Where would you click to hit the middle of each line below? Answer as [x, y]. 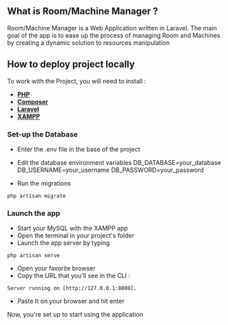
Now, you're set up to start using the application [75, 315]
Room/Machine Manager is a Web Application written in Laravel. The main [112, 28]
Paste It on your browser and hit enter [71, 301]
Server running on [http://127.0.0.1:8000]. [72, 288]
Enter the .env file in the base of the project [79, 149]
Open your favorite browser [56, 268]
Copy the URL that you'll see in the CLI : [74, 276]
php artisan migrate [37, 196]
